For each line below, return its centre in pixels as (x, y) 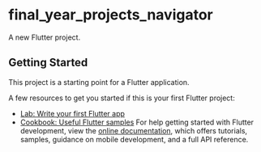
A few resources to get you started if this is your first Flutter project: (122, 98)
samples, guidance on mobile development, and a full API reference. (134, 139)
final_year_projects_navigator (111, 15)
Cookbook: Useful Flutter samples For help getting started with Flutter (137, 122)
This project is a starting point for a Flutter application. (99, 82)
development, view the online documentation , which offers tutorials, (134, 130)
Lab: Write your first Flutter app (73, 113)
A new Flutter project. (45, 37)
